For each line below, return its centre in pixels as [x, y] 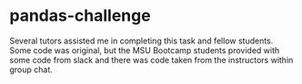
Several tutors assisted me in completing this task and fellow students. [141, 41]
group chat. [31, 70]
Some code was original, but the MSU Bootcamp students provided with [145, 50]
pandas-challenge [81, 16]
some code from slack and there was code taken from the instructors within [151, 60]
